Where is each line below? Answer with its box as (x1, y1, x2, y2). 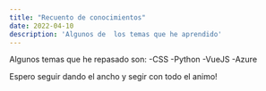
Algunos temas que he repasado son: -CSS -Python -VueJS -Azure (9, 54, 258, 65)
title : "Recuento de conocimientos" (9, 12, 146, 22)
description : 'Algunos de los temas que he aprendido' (9, 29, 222, 38)
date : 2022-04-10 (9, 21, 74, 30)
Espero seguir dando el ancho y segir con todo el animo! (9, 71, 218, 82)
